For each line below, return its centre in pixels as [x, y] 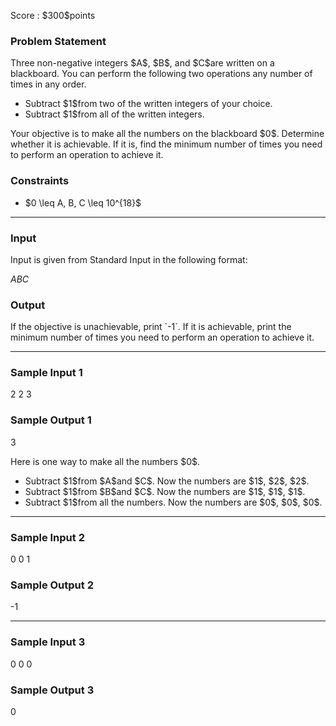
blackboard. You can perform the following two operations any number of [161, 74]
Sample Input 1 [46, 373]
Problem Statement [58, 41]
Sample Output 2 [52, 585]
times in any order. [48, 84]
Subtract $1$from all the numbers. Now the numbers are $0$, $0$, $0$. [173, 502]
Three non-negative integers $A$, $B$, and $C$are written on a [142, 63]
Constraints [40, 181]
